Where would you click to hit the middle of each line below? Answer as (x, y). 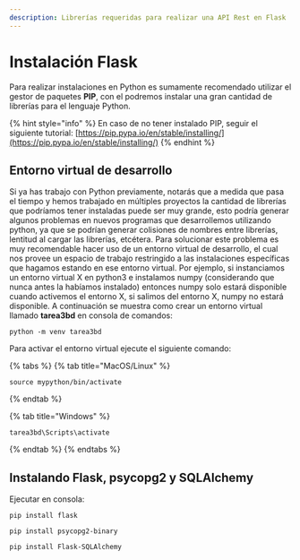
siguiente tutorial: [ (44, 133)
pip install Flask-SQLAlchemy (66, 547)
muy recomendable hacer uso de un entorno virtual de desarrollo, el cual (144, 249)
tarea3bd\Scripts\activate (60, 433)
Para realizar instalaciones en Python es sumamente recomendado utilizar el (150, 87)
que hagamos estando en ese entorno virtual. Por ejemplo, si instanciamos (147, 268)
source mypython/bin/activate (66, 383)
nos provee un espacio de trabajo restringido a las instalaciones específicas (150, 258)
